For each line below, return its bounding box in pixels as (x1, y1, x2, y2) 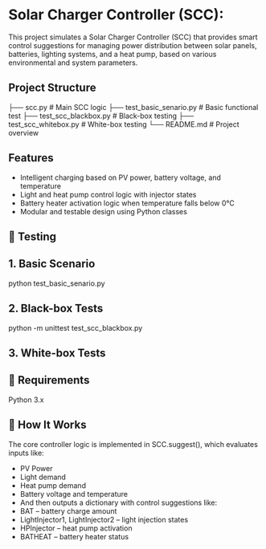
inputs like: (8, 448, 44, 458)
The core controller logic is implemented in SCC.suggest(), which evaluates (8, 439, 259, 449)
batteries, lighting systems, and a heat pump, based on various (8, 49, 217, 59)
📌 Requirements (8, 373, 90, 387)
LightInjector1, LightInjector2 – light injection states (19, 514, 189, 524)
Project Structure (8, 81, 96, 95)
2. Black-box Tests (8, 302, 104, 315)
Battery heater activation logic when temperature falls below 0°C (19, 198, 235, 208)
